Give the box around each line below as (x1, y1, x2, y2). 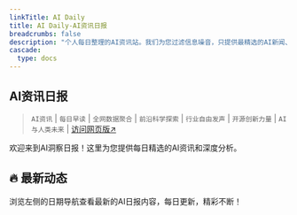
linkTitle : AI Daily (9, 12, 86, 22)
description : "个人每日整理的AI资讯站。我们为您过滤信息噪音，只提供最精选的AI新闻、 (9, 37, 293, 47)
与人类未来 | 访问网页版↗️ (30, 123, 117, 134)
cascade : (9, 46, 42, 55)
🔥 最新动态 (9, 171, 68, 186)
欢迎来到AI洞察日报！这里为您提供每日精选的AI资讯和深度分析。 (9, 142, 242, 153)
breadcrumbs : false (9, 29, 82, 38)
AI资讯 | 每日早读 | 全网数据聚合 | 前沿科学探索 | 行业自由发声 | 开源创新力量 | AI (30, 112, 287, 124)
